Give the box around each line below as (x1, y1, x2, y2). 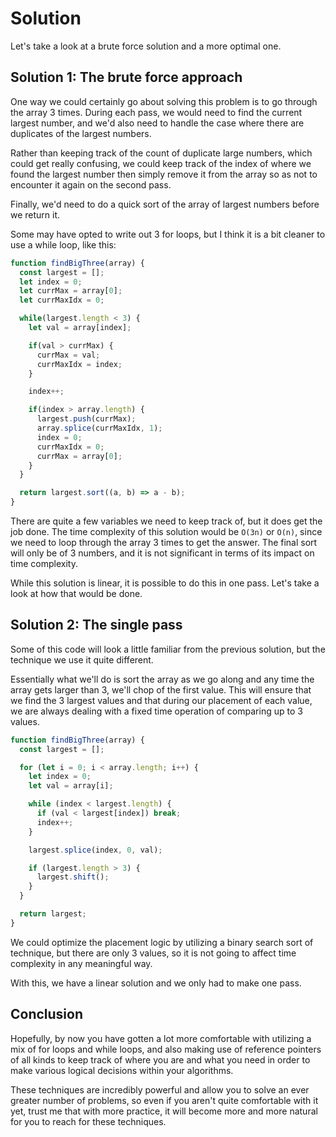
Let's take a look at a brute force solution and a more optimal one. (10, 40, 282, 52)
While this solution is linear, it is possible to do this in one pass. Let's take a (10, 577, 320, 589)
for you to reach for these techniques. (10, 1115, 167, 1127)
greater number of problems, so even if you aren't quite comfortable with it (10, 1094, 319, 1106)
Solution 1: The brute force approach (10, 69, 243, 86)
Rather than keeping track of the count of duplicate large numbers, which (10, 147, 313, 159)
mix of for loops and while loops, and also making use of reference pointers (10, 1043, 322, 1055)
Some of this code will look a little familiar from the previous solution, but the (10, 643, 326, 655)
